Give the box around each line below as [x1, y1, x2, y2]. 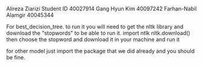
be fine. [6, 54, 25, 61]
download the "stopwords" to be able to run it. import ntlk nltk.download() [6, 29, 191, 37]
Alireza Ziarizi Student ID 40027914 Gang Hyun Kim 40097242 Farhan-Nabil [6, 5, 197, 12]
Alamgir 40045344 [6, 11, 55, 19]
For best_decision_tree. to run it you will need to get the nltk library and [6, 23, 184, 30]
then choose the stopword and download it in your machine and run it [6, 36, 180, 43]
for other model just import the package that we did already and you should [6, 47, 195, 55]
